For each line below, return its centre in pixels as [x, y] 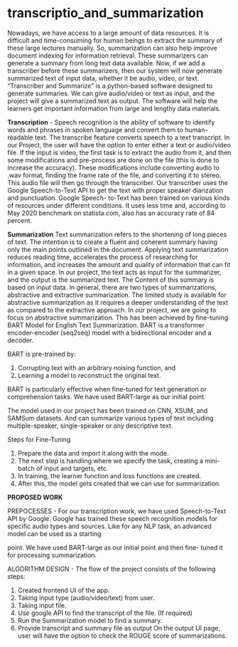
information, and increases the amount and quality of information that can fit [119, 264]
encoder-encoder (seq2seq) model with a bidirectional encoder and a [109, 332]
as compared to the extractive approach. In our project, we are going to [112, 310]
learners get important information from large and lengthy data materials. [114, 108]
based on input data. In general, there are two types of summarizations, [112, 287]
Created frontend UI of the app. [64, 590]
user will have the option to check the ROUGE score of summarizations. [122, 636]
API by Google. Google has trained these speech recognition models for [113, 518]
